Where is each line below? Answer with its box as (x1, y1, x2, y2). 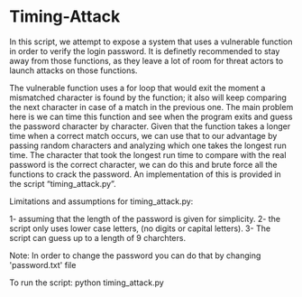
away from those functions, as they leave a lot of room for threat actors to (9, 55, 284, 66)
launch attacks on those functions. (9, 65, 138, 76)
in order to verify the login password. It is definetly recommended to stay (9, 45, 280, 56)
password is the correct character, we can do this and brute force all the (9, 159, 278, 170)
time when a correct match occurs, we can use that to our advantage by (9, 130, 278, 141)
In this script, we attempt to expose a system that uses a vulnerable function (9, 36, 293, 47)
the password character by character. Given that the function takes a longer (9, 120, 291, 132)
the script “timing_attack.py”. (9, 178, 116, 189)
